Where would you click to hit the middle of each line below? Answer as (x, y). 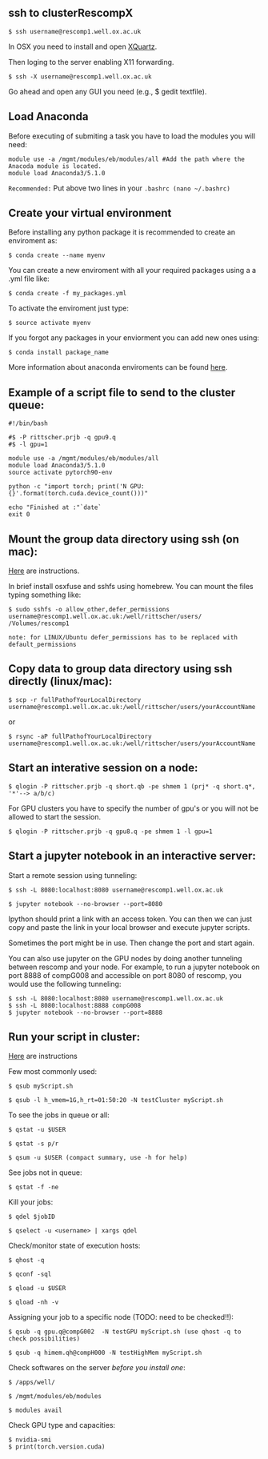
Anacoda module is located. (55, 166)
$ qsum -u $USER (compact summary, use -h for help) (98, 1158)
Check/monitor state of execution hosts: (74, 1246)
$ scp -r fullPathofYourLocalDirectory (75, 699)
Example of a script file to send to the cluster (122, 393)
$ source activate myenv (50, 323)
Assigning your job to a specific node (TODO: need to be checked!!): (121, 1317)
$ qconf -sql (30, 1275)
